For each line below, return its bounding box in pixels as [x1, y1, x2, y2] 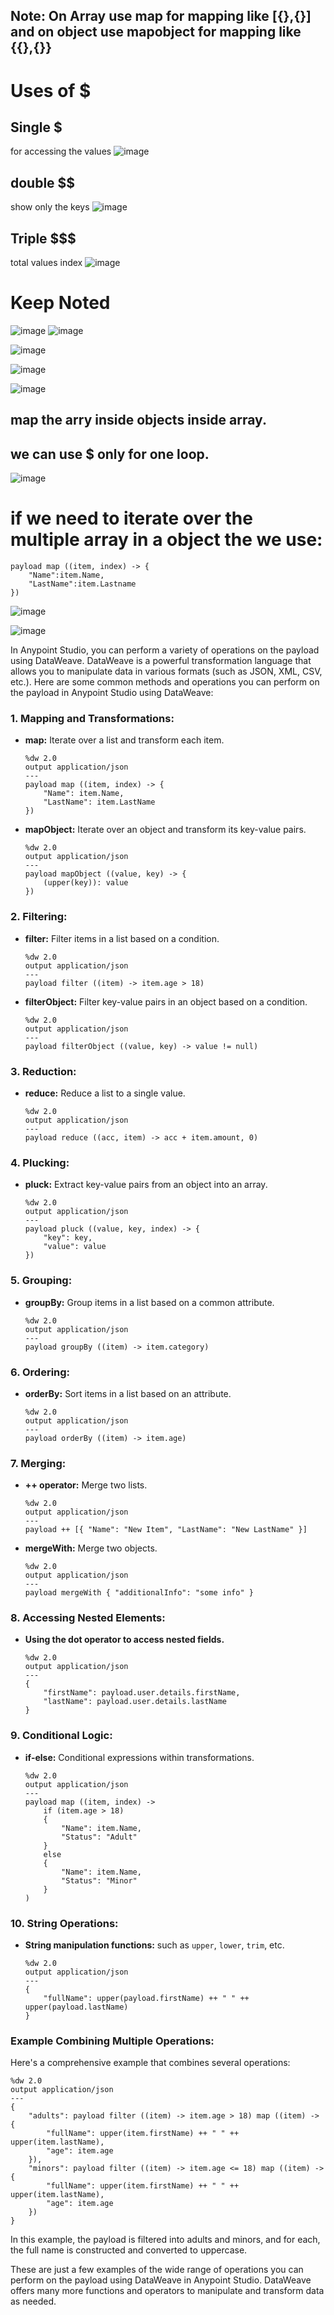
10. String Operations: [10, 1916, 119, 1930]
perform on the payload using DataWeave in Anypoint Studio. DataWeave [10, 2274, 312, 2286]
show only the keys [10, 201, 90, 213]
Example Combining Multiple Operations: [10, 2034, 215, 2048]
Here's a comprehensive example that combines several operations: [10, 2057, 291, 2069]
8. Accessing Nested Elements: [10, 1611, 166, 1625]
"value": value [43, 1242, 107, 1252]
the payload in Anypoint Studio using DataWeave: [10, 687, 214, 699]
